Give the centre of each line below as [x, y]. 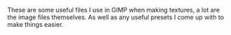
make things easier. [35, 24]
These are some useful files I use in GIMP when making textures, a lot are [113, 10]
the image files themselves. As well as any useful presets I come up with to [116, 17]
